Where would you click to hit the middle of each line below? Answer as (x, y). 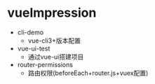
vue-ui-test (34, 48)
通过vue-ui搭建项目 (56, 57)
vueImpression (52, 13)
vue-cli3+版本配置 (54, 41)
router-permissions (45, 64)
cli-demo (31, 32)
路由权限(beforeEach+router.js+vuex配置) (88, 73)
